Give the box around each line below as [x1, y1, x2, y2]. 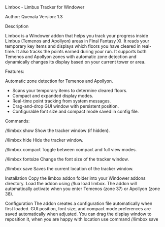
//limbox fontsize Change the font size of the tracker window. [5, 156, 129, 162]
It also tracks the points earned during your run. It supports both [16, 49, 147, 54]
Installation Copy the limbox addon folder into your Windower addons [5, 175, 146, 181]
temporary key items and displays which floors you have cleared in [5, 43, 141, 49]
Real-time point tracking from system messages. [12, 98, 111, 104]
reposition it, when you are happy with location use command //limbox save [5, 216, 159, 222]
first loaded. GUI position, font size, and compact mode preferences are [5, 206, 151, 211]
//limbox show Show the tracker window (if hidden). [5, 128, 110, 133]
